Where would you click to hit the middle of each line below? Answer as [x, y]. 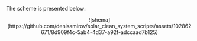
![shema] [99, 20]
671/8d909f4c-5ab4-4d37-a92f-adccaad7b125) [99, 32]
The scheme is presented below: [46, 8]
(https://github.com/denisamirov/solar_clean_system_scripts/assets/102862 [99, 26]
